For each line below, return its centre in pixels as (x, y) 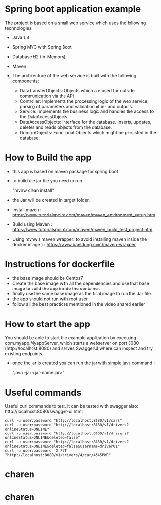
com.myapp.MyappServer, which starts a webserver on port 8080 (72, 343)
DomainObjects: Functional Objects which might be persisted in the (88, 132)
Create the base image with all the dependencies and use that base (80, 283)
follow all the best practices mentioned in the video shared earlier (79, 304)
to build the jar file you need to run (47, 180)
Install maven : (27, 209)
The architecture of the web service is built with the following (74, 75)
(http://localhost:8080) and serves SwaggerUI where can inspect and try (79, 348)
